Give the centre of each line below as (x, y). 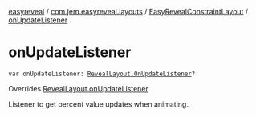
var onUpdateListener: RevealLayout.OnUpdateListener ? (102, 74)
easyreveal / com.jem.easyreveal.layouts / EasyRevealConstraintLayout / (128, 12)
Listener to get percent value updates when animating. (98, 104)
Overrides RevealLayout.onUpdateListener (78, 88)
